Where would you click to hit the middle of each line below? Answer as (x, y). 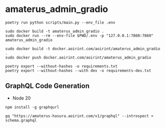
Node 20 (22, 98)
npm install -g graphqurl (32, 107)
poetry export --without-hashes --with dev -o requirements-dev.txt (78, 70)
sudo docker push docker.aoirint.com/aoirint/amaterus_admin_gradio (78, 57)
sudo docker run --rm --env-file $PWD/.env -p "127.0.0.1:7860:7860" (79, 35)
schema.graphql (21, 120)
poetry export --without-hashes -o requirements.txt (61, 66)
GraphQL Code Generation (47, 86)
